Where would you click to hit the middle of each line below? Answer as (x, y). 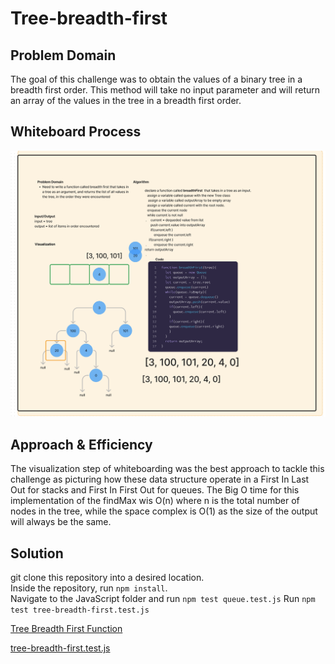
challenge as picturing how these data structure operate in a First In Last (160, 479)
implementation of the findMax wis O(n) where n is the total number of (155, 501)
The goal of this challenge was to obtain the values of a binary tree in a (156, 79)
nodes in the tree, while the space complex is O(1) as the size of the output (164, 511)
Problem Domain (63, 55)
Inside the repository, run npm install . (89, 588)
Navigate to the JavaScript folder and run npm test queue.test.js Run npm (163, 599)
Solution (37, 553)
